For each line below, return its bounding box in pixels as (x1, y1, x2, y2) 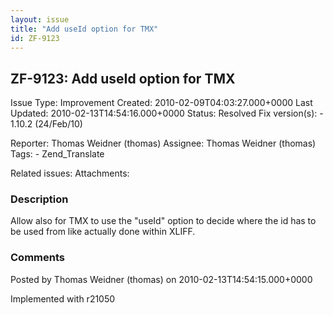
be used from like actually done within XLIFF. (10, 226, 196, 238)
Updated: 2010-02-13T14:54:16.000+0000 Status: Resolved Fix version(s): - (10, 107, 324, 120)
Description (10, 192, 69, 206)
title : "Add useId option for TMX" (10, 24, 159, 34)
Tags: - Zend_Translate (10, 148, 105, 160)
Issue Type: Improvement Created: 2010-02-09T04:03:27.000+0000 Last (10, 97, 313, 109)
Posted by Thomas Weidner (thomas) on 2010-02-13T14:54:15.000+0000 (10, 273, 313, 285)
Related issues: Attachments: (10, 167, 130, 180)
